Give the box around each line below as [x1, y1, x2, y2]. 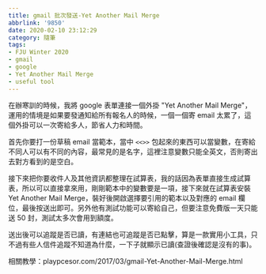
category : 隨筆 [8, 33, 56, 42]
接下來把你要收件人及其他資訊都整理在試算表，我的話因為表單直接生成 [8, 173, 237, 182]
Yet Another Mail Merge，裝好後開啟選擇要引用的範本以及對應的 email [8, 193, 237, 202]
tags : [8, 41, 26, 49]
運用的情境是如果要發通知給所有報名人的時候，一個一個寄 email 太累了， [8, 110, 245, 119]
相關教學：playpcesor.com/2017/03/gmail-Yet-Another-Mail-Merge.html [8, 256, 243, 265]
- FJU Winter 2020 [8, 48, 69, 56]
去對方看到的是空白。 [8, 156, 78, 166]
